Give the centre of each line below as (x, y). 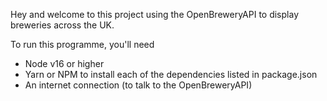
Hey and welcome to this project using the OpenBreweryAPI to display (154, 14)
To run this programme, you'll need (82, 44)
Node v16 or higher (64, 63)
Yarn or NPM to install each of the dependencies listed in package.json (171, 74)
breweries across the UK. (62, 25)
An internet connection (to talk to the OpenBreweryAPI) (138, 85)
